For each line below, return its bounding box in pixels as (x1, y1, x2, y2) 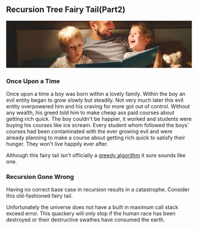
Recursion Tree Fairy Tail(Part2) (6, 5, 126, 15)
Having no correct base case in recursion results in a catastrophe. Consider (6, 186, 190, 193)
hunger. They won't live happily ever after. (6, 141, 108, 148)
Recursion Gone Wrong (6, 173, 74, 181)
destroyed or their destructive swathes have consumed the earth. (6, 216, 165, 223)
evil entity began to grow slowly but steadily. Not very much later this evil (6, 97, 184, 104)
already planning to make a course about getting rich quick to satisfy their (6, 134, 186, 141)
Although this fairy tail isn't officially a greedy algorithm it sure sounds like (6, 152, 186, 159)
